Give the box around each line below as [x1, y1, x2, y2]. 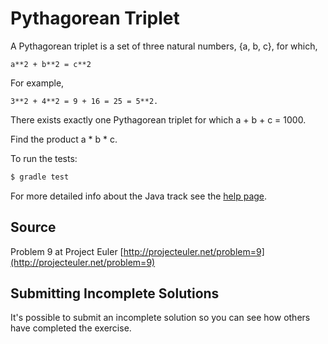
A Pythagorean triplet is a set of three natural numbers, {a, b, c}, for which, [10, 40, 318, 52]
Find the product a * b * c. [10, 133, 118, 145]
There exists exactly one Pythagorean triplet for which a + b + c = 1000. [10, 113, 307, 126]
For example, [10, 77, 65, 89]
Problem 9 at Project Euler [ [10, 245, 124, 257]
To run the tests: [10, 152, 78, 164]
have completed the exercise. [10, 322, 132, 334]
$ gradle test [10, 172, 70, 182]
